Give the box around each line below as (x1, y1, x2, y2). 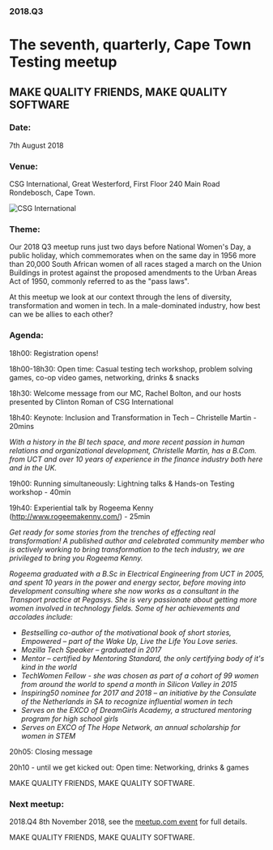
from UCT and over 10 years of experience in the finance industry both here (9, 454, 263, 464)
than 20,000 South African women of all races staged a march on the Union (9, 260, 262, 269)
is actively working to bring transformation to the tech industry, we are (9, 544, 245, 554)
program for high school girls (20, 714, 119, 723)
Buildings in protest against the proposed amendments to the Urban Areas (9, 268, 258, 277)
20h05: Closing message (9, 746, 93, 756)
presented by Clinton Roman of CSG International (9, 397, 173, 406)
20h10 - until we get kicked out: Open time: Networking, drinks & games (9, 762, 250, 772)
